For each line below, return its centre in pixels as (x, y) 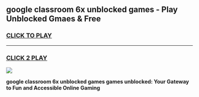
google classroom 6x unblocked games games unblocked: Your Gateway (98, 81)
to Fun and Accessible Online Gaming (53, 88)
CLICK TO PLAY (29, 36)
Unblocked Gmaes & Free (54, 19)
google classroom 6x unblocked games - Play (92, 10)
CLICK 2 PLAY (27, 58)
